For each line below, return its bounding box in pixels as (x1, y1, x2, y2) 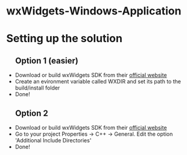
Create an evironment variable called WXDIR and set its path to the (14, 78, 181, 85)
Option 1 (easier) (14, 55, 78, 65)
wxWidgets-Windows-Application (6, 4, 182, 18)
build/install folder (14, 84, 60, 91)
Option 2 (14, 108, 48, 118)
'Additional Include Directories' (14, 137, 92, 144)
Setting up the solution (6, 32, 122, 46)
